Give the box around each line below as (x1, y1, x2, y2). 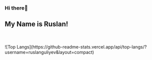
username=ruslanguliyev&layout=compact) (5, 49, 94, 55)
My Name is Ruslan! (5, 20, 68, 28)
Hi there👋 (5, 4, 28, 11)
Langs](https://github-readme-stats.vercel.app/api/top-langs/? (16, 43, 147, 49)
